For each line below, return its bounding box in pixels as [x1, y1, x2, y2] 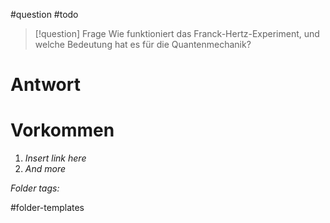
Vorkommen [10, 119, 115, 142]
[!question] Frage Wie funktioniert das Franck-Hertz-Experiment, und [34, 28, 320, 39]
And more [24, 163, 67, 175]
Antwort [10, 74, 81, 96]
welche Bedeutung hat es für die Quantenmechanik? [34, 39, 252, 50]
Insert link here [24, 152, 87, 164]
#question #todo [10, 9, 79, 20]
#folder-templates [10, 202, 85, 214]
